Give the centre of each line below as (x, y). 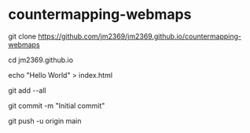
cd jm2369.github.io (40, 60)
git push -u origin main (45, 120)
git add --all (27, 90)
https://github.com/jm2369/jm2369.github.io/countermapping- (140, 36)
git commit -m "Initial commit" (57, 105)
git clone (22, 36)
